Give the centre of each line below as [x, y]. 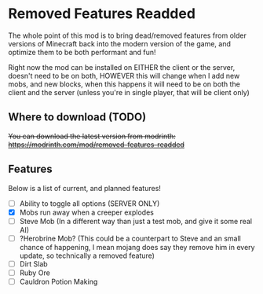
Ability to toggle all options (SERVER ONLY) [89, 203]
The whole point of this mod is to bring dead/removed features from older [128, 35]
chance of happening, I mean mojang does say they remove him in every [137, 247]
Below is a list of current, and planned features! [84, 188]
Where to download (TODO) [77, 118]
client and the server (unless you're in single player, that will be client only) [129, 92]
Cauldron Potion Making [58, 281]
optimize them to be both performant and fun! [82, 52]
